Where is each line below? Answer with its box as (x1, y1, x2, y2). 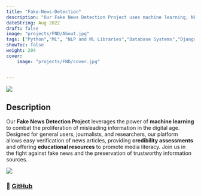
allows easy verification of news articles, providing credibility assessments (6, 137, 193, 144)
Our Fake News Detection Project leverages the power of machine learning (6, 118, 194, 125)
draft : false (6, 25, 39, 32)
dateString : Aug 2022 (6, 20, 60, 26)
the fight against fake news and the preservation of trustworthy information (6, 150, 192, 157)
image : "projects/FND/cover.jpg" (17, 58, 100, 64)
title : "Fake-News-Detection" (6, 8, 82, 15)
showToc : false (6, 42, 44, 48)
